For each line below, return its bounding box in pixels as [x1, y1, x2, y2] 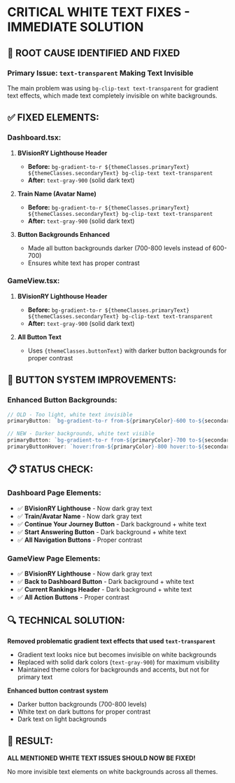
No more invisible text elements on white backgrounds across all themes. [7, 767, 218, 775]
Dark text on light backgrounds [17, 714, 107, 723]
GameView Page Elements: [7, 553, 101, 563]
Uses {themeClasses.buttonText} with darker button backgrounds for [27, 346, 227, 355]
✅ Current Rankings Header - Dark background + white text [17, 585, 192, 593]
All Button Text [17, 332, 62, 341]
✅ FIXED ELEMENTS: [7, 111, 99, 123]
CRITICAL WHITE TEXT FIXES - [7, 4, 190, 20]
